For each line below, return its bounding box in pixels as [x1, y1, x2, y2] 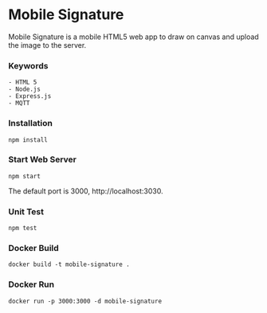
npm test [8, 225, 37, 233]
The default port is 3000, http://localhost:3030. [8, 186, 163, 196]
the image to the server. [8, 40, 87, 49]
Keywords [8, 60, 49, 71]
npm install [8, 135, 48, 144]
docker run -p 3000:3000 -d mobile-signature [8, 297, 162, 305]
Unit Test [8, 205, 44, 217]
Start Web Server [8, 154, 77, 165]
